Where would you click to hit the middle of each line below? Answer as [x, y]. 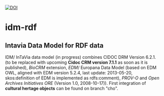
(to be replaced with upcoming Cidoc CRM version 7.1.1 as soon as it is [76, 62]
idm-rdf [21, 27]
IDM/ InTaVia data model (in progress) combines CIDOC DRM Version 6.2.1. [81, 57]
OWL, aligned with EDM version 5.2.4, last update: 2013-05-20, [69, 73]
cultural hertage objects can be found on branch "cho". [62, 88]
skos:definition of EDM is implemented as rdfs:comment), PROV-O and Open [82, 78]
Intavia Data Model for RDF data [54, 45]
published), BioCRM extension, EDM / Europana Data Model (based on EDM [81, 68]
